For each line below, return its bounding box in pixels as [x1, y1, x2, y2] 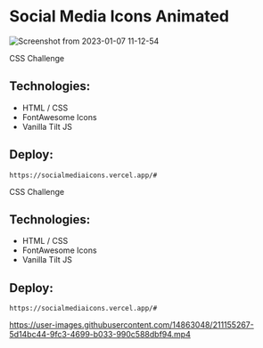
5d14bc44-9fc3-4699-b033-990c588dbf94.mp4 [9, 329, 192, 340]
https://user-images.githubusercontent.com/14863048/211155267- [9, 320, 254, 330]
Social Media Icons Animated [9, 6, 230, 27]
